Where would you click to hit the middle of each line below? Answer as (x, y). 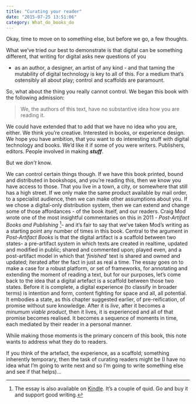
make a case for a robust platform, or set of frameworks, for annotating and (97, 268)
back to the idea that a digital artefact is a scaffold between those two (90, 281)
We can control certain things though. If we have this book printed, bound (95, 174)
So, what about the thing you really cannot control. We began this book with (97, 92)
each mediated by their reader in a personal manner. (69, 324)
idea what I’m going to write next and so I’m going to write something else (95, 365)
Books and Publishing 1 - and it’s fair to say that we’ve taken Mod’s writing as (98, 225)
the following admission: (35, 98)
